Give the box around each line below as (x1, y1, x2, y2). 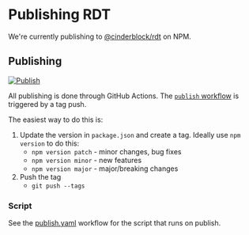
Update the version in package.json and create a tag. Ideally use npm (19, 130, 241, 139)
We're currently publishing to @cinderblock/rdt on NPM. (8, 32, 191, 41)
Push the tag (19, 172, 62, 181)
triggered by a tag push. (8, 99, 87, 108)
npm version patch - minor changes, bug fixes (31, 146, 182, 156)
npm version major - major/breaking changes (31, 164, 179, 173)
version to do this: (19, 138, 80, 148)
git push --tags (31, 182, 85, 190)
